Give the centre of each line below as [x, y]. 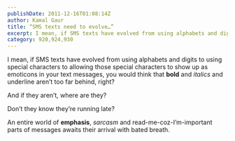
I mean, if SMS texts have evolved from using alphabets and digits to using [115, 59]
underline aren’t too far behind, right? [61, 82]
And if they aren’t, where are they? [57, 96]
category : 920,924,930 [40, 40]
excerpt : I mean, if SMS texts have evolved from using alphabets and [112, 33]
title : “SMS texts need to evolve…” [60, 27]
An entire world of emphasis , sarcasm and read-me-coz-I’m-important [110, 122]
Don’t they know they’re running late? [61, 109]
